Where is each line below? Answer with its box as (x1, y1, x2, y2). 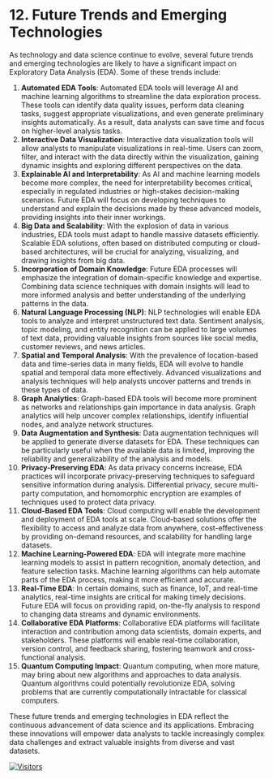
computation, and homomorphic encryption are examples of (41, 488, 242, 498)
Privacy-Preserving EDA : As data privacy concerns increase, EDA (20, 462, 243, 472)
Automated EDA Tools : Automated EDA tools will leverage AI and (20, 83, 238, 93)
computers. (20, 695, 60, 705)
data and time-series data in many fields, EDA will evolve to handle (20, 359, 244, 369)
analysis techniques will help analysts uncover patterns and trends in (20, 376, 252, 386)
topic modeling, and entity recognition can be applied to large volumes (20, 324, 258, 334)
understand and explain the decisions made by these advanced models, (20, 203, 262, 213)
